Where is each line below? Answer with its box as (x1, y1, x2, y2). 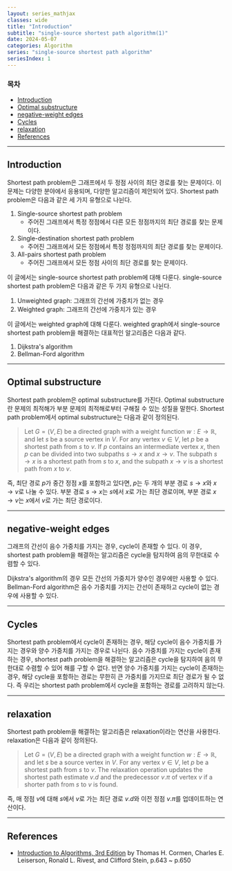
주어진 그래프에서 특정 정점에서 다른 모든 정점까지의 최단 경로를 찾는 (27, 218, 211, 226)
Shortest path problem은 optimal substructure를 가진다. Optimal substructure (7, 396, 224, 404)
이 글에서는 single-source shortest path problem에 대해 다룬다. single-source (7, 273, 222, 281)
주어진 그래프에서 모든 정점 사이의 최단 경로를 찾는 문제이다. (27, 258, 188, 267)
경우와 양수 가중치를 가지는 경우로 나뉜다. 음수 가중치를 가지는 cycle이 (19, 646, 209, 655)
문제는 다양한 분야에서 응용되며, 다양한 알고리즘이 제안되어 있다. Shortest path (7, 186, 219, 195)
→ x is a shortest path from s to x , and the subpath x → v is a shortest (23, 457, 223, 465)
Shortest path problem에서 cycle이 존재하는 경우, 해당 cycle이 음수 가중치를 (7, 638, 215, 646)
